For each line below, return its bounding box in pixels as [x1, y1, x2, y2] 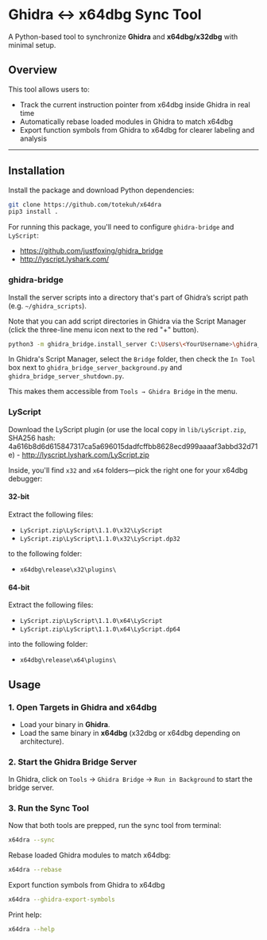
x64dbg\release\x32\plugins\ [19, 566, 117, 574]
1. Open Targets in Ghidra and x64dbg [8, 702, 157, 713]
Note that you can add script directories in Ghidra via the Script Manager [8, 316, 246, 326]
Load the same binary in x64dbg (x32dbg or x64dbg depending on [19, 728, 241, 737]
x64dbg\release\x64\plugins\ [19, 656, 117, 664]
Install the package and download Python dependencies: [8, 185, 195, 195]
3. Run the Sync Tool [8, 803, 90, 814]
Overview [8, 64, 58, 77]
